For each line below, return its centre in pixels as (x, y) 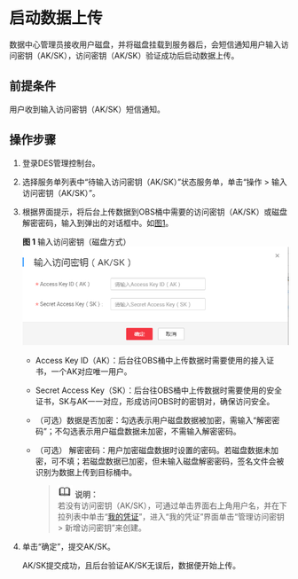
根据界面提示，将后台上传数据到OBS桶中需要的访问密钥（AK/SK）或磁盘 (155, 211)
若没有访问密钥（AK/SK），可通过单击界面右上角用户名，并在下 (172, 505)
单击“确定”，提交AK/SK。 (68, 546)
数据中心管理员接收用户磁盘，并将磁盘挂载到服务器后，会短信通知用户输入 (145, 44)
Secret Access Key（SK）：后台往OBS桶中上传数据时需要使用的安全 (158, 390)
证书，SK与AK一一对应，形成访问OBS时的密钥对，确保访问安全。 (155, 401)
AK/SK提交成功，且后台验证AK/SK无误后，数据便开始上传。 (131, 565)
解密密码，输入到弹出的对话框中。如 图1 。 (98, 223)
